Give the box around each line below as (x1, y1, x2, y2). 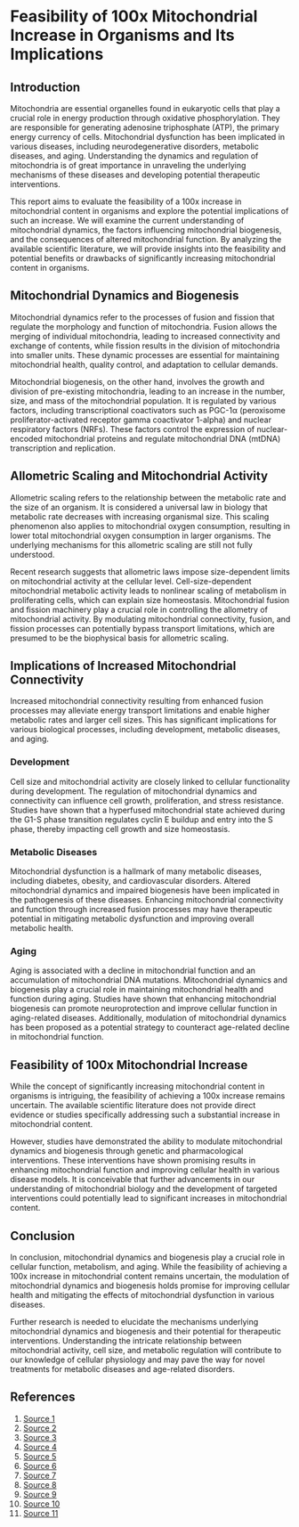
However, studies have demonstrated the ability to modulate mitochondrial (10, 1136, 283, 1147)
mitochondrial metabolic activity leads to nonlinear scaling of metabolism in (10, 585, 287, 596)
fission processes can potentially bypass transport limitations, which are (10, 623, 275, 633)
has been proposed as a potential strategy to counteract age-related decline (10, 1022, 290, 1033)
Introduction (10, 79, 81, 94)
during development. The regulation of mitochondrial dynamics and (10, 786, 257, 796)
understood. (10, 549, 55, 559)
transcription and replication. (10, 443, 117, 453)
